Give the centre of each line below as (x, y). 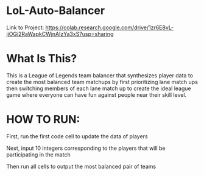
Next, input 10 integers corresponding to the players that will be (86, 148)
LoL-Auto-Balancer (56, 11)
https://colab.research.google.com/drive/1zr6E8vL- (110, 27)
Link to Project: (25, 27)
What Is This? (42, 59)
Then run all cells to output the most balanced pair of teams (81, 166)
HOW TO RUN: (43, 120)
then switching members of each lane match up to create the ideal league (99, 88)
